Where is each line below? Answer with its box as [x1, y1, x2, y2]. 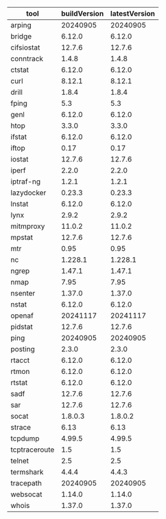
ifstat [10, 132, 27, 142]
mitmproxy [10, 221, 45, 231]
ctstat [10, 65, 29, 74]
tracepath [10, 478, 43, 487]
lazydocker [10, 188, 47, 197]
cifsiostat [10, 43, 40, 52]
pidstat [10, 322, 33, 331]
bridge [10, 32, 32, 41]
